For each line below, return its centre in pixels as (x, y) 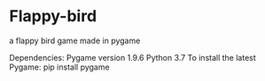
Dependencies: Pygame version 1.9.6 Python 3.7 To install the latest (133, 57)
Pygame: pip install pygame (59, 67)
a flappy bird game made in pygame (75, 40)
